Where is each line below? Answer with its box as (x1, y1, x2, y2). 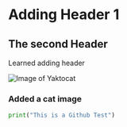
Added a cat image (8, 93, 82, 104)
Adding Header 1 (8, 6, 120, 24)
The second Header (8, 37, 109, 51)
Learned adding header (8, 58, 86, 67)
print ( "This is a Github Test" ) (8, 111, 115, 120)
